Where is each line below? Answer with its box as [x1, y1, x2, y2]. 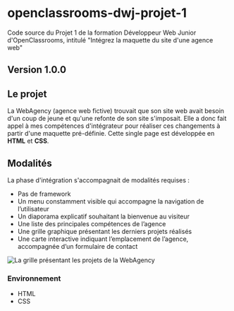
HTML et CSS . [7, 136, 49, 146]
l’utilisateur [17, 204, 49, 213]
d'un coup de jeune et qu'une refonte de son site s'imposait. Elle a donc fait [7, 115, 227, 123]
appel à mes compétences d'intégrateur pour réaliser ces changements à [7, 122, 221, 130]
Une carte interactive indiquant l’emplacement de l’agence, [17, 235, 189, 243]
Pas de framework [17, 189, 71, 198]
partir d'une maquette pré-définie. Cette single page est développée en [7, 129, 215, 138]
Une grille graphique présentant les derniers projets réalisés [17, 227, 192, 235]
